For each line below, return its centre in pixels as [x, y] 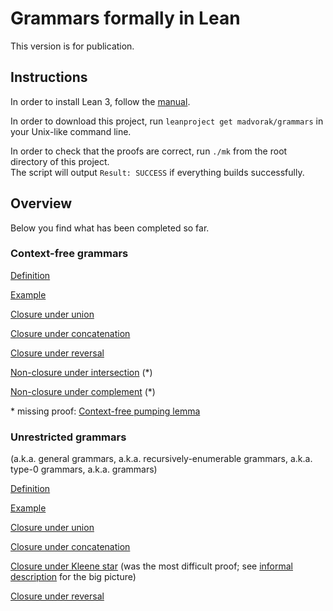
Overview [41, 203]
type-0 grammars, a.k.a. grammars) [84, 469]
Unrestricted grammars [68, 437]
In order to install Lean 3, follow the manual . [100, 101]
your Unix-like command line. [71, 131]
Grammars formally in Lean [125, 18]
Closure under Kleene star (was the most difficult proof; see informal [151, 566]
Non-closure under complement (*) [83, 391]
